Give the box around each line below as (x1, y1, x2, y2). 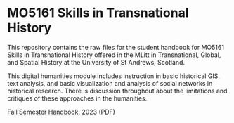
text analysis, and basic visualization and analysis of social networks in (7, 79, 213, 87)
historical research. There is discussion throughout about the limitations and (7, 86, 228, 95)
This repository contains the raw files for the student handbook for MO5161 (7, 43, 225, 51)
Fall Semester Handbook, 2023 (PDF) (7, 108, 116, 116)
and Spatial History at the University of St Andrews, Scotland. (7, 58, 185, 66)
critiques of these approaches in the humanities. (7, 93, 148, 103)
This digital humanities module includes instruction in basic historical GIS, (7, 72, 220, 80)
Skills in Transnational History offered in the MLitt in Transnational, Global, (7, 51, 221, 59)
